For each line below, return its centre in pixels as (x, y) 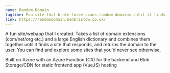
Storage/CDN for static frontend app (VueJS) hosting (61, 65)
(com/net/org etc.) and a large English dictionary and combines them (78, 39)
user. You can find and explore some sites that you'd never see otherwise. (83, 50)
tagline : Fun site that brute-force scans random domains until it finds (86, 15)
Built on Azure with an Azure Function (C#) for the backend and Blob (77, 60)
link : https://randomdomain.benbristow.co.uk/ (56, 19)
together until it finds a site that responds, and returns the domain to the (81, 45)
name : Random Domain (27, 10)
